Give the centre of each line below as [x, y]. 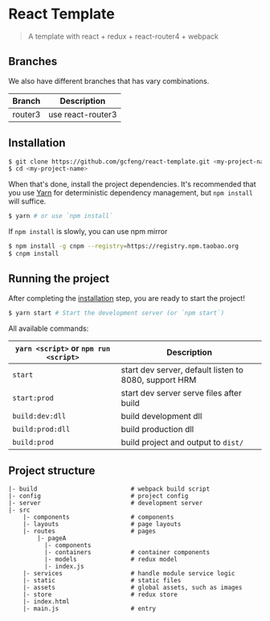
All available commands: [49, 328]
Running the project [59, 279]
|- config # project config [98, 496]
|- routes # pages [90, 532]
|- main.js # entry [90, 609]
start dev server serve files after [182, 393]
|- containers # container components [127, 553]
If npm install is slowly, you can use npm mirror [88, 232]
